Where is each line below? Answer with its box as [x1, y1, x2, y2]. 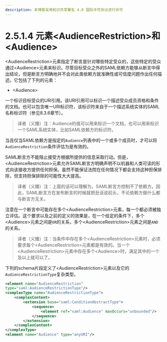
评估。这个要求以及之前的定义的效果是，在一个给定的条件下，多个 [9, 212, 145, 218]
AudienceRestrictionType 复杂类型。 [5, 271, 79, 277]
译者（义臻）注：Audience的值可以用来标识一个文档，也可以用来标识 [17, 120, 159, 126]
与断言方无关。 [17, 195, 48, 202]
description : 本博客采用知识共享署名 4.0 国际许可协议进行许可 [5, 7, 123, 12]
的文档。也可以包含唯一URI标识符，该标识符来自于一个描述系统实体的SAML [5, 103, 160, 110]
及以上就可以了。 [17, 254, 53, 260]
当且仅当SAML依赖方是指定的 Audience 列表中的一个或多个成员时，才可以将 [5, 137, 158, 143]
